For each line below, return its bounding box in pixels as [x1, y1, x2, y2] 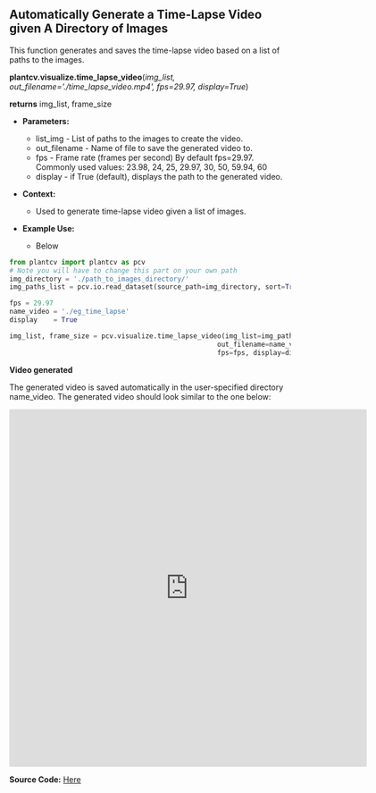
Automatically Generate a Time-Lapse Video [9, 7, 263, 22]
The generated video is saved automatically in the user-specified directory [9, 382, 284, 392]
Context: [21, 188, 56, 199]
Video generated [9, 364, 73, 375]
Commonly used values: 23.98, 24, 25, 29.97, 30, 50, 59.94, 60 [35, 161, 268, 173]
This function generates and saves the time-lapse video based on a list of [9, 45, 280, 55]
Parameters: [21, 115, 70, 126]
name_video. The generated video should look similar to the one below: [9, 391, 272, 401]
